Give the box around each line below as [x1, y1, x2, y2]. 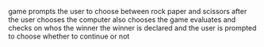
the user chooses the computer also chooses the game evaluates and [8, 15, 236, 24]
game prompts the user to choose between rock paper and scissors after [8, 7, 247, 16]
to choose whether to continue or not [8, 31, 130, 41]
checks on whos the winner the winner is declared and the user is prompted [8, 23, 257, 32]
